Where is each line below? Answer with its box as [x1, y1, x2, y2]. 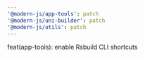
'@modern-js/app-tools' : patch [7, 10, 99, 18]
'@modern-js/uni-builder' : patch [7, 17, 106, 24]
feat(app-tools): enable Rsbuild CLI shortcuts [7, 43, 138, 52]
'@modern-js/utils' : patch [7, 23, 87, 30]
